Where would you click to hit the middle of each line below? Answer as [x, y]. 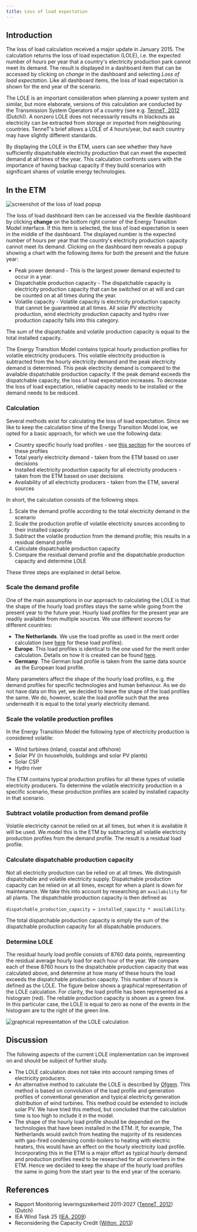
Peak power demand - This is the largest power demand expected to [97, 271]
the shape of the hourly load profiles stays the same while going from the [95, 606]
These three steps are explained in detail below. [64, 572]
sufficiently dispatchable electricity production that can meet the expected [96, 153]
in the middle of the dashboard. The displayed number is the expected [91, 234]
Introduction [29, 35]
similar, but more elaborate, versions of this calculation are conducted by [94, 104]
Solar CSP [27, 762]
